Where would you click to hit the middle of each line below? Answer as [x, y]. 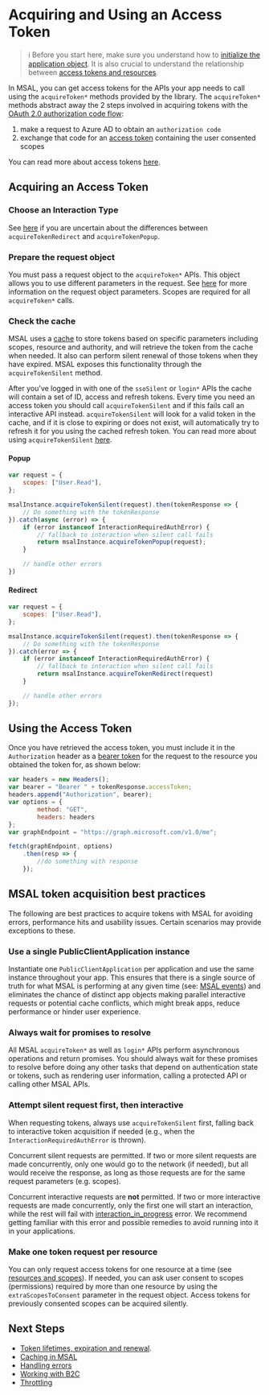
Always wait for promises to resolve [79, 1032]
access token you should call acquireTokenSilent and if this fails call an [126, 406]
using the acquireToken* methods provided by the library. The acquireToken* [134, 96]
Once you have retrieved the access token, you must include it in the [122, 748]
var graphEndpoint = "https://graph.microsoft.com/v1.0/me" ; [113, 832]
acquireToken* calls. [41, 300]
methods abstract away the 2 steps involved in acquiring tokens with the [128, 105]
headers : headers [66, 817]
